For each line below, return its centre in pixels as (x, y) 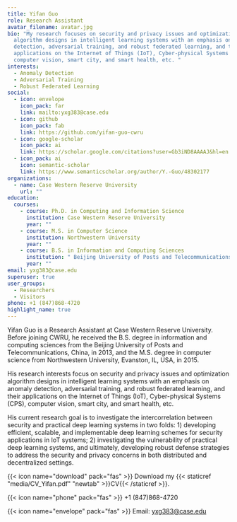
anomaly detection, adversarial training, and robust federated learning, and (116, 389)
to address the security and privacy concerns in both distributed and (107, 455)
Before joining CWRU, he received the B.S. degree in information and (107, 337)
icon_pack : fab (42, 126)
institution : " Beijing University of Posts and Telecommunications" (130, 257)
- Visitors (30, 297)
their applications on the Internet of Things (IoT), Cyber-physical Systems (114, 396)
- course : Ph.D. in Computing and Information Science (102, 211)
